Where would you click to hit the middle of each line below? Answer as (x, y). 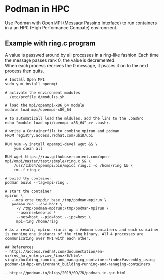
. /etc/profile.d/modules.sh (35, 97)
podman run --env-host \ (37, 204)
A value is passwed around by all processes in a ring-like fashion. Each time (82, 55)
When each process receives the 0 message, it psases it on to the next (77, 65)
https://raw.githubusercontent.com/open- (68, 157)
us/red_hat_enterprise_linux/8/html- (44, 255)
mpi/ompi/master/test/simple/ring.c (42, 161)
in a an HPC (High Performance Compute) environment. (61, 27)
